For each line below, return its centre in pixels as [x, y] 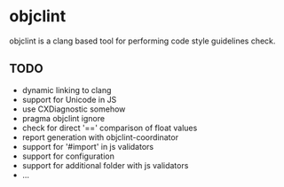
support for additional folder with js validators [105, 165]
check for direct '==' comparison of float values [110, 128]
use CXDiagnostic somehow [74, 109]
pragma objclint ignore [63, 118]
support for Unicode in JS [69, 99]
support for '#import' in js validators [87, 146]
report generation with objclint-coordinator [100, 137]
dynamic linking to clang [67, 90]
